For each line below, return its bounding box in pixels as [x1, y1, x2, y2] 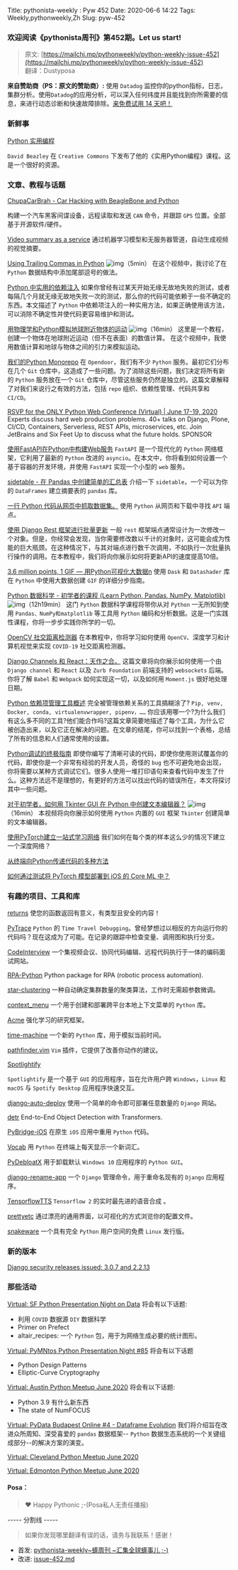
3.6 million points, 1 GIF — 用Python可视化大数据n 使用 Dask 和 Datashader [7, 567, 222, 575]
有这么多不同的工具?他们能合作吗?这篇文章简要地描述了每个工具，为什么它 [7, 716, 225, 725]
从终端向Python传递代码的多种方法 [7, 856, 109, 865]
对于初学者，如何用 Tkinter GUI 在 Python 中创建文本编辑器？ [7, 799, 186, 808]
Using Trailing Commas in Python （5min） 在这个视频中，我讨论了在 [7, 259, 227, 267]
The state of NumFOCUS [17, 1406, 91, 1414]
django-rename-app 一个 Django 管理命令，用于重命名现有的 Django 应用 [7, 1173, 219, 1181]
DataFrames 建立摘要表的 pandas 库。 [15, 486, 122, 494]
